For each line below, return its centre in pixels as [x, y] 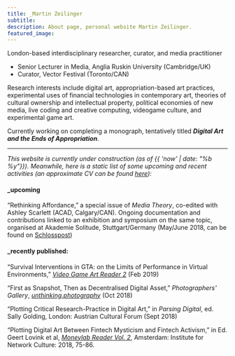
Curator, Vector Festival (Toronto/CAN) [73, 74]
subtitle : [22, 20]
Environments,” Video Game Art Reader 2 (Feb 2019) [83, 274]
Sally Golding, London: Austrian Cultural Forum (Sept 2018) [92, 316]
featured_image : [31, 33]
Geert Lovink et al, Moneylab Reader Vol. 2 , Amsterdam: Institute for [106, 337]
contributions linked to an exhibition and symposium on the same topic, [110, 220]
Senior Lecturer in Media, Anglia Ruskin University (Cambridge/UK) [114, 67]
